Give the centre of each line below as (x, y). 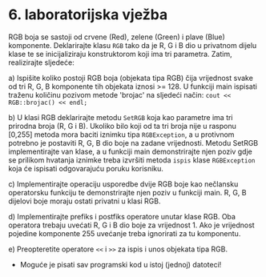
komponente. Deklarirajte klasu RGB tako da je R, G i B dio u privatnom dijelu (133, 45)
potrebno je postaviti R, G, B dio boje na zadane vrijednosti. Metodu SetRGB (133, 143)
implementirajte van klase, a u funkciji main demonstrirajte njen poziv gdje (130, 151)
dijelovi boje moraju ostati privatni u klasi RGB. (85, 201)
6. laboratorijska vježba (88, 15)
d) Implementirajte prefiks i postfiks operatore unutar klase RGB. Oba (122, 216)
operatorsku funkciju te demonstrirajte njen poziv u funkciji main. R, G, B (127, 192)
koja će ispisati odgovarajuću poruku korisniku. (86, 168)
